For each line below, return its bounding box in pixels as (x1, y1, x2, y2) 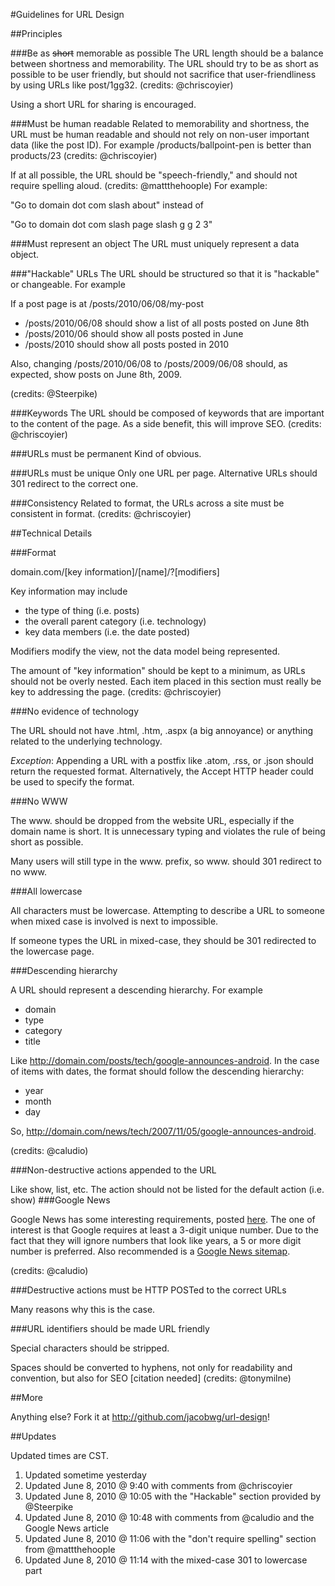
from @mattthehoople (24, 1544, 116, 1555)
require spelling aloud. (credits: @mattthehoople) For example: (10, 180, 268, 191)
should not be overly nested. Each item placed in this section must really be (10, 675, 322, 687)
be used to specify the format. (10, 776, 135, 788)
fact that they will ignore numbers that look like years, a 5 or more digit (10, 1235, 302, 1246)
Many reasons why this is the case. (10, 1304, 156, 1315)
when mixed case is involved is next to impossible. (10, 915, 219, 927)
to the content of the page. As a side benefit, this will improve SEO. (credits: (10, 418, 322, 429)
